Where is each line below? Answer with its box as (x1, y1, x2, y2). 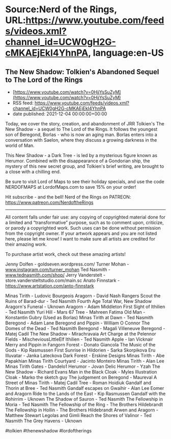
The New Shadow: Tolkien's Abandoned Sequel (5, 68, 159, 76)
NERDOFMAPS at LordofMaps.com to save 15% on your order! (5, 184, 136, 190)
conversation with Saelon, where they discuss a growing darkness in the (5, 137, 157, 143)
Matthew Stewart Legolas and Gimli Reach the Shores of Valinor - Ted (5, 412, 152, 418)
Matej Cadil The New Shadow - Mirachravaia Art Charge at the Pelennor (5, 331, 156, 337)
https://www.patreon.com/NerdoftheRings (5, 200, 94, 205)
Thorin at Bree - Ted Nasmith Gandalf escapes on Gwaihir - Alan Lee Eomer (5, 385, 164, 391)
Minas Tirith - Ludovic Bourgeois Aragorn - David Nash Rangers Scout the (5, 293, 161, 299)
